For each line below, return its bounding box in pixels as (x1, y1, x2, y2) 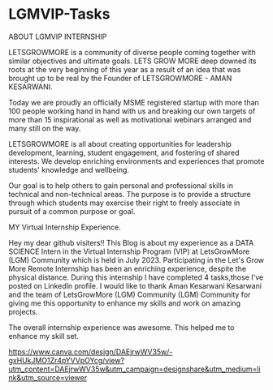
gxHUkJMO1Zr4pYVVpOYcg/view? (8, 355, 124, 365)
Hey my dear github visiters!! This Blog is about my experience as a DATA (8, 238, 254, 247)
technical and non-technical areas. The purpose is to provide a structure (8, 189, 251, 199)
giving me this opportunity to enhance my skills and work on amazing (8, 298, 241, 308)
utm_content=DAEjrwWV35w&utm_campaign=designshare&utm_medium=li (8, 364, 262, 374)
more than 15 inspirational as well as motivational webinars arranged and (8, 114, 252, 124)
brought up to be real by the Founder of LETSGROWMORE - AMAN (8, 73, 232, 83)
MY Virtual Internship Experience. (8, 222, 121, 232)
